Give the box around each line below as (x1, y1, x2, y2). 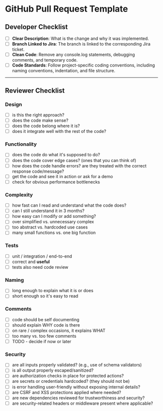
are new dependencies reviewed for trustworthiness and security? (12, 395, 145, 401)
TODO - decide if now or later (12, 338, 72, 344)
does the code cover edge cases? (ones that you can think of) (12, 157, 137, 163)
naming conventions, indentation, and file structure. (12, 68, 115, 74)
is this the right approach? (12, 112, 65, 117)
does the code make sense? (12, 117, 69, 123)
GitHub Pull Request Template (5, 3, 128, 15)
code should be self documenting (12, 316, 80, 322)
